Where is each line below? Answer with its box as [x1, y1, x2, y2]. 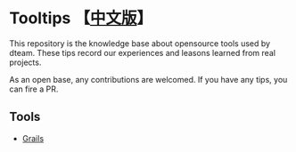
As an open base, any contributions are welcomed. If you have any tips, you [9, 74, 288, 84]
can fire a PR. [9, 84, 59, 94]
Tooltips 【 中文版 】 [9, 8, 153, 28]
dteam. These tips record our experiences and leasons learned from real [9, 47, 276, 58]
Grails [21, 132, 45, 143]
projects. [9, 57, 42, 68]
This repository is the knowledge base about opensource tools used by [9, 37, 270, 49]
